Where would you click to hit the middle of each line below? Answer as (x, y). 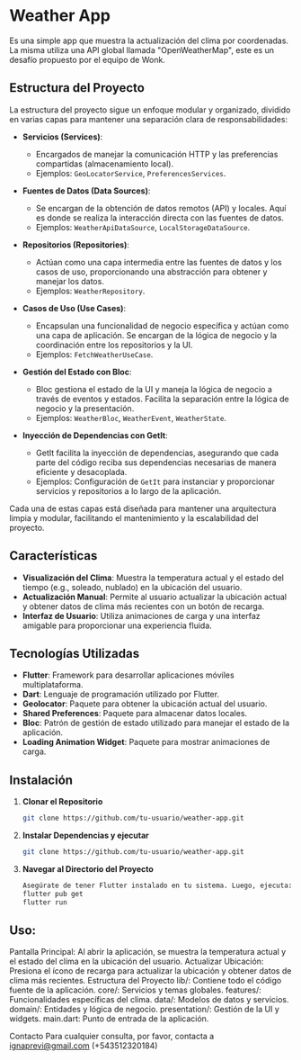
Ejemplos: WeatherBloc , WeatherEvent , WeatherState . (131, 418)
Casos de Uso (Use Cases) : (74, 308)
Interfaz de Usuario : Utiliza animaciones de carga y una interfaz (141, 615)
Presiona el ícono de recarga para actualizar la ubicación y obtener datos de (150, 971)
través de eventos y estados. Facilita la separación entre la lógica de (162, 399)
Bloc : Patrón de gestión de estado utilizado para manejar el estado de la (156, 723)
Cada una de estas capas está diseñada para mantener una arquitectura (143, 508)
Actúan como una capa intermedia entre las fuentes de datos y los (159, 262)
